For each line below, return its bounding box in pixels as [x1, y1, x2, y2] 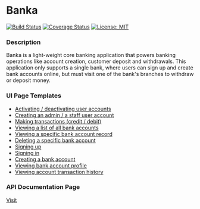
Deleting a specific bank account [14, 137, 96, 144]
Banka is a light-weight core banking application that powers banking [6, 52, 176, 59]
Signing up [14, 143, 42, 150]
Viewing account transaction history [14, 168, 104, 175]
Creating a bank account [14, 156, 76, 163]
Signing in [14, 149, 40, 156]
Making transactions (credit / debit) [14, 118, 102, 125]
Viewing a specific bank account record [14, 130, 113, 137]
